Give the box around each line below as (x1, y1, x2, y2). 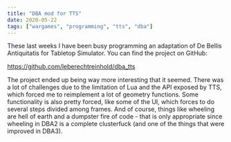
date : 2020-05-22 (7, 17, 57, 23)
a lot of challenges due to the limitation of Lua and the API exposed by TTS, (7, 83, 223, 92)
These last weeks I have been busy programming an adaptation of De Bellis (7, 42, 223, 50)
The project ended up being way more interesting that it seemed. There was (7, 76, 224, 84)
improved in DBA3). (7, 127, 63, 135)
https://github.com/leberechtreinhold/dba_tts (7, 63, 136, 71)
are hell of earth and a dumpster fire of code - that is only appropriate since (7, 112, 223, 121)
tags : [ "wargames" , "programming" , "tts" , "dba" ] (7, 23, 154, 30)
